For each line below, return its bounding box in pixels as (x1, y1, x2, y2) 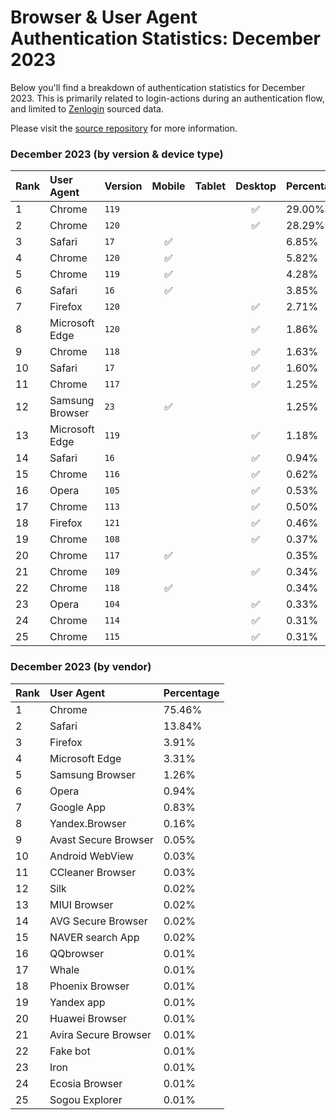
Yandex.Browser (49, 816, 127, 830)
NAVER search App (49, 930, 140, 944)
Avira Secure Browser (49, 1027, 152, 1041)
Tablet (194, 179, 227, 193)
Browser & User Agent (10, 6, 198, 29)
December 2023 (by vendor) (10, 660, 152, 674)
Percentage (163, 686, 220, 700)
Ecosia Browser (49, 1076, 123, 1090)
